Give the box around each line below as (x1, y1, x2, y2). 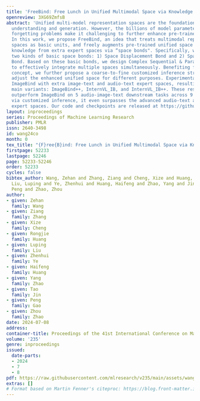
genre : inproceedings (6, 341, 60, 348)
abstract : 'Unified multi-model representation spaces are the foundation (6, 20, 196, 26)
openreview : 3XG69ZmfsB (6, 14, 65, 20)
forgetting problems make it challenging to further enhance (11, 31, 167, 37)
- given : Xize (6, 220, 42, 226)
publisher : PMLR (6, 120, 46, 126)
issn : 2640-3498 (6, 125, 46, 131)
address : (6, 325, 28, 331)
